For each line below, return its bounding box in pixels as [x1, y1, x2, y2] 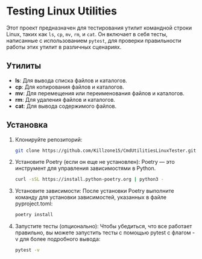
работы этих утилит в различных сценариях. [6, 43, 122, 51]
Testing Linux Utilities [6, 4, 118, 18]
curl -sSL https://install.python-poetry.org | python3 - [14, 176, 164, 183]
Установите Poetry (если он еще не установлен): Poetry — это [14, 158, 175, 166]
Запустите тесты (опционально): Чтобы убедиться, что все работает [14, 223, 192, 230]
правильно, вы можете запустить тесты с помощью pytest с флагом [14, 229, 191, 236]
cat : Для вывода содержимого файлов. [14, 102, 117, 110]
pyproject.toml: [14, 200, 53, 207]
